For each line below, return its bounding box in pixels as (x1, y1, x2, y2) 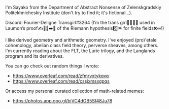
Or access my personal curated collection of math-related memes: (5, 88, 144, 94)
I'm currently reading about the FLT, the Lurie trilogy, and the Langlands (5, 48, 155, 54)
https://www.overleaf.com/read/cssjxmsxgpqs (12, 78, 110, 84)
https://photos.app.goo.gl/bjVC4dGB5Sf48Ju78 (12, 98, 113, 103)
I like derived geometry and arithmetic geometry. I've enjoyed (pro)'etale (5, 37, 157, 43)
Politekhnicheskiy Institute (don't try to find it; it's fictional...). (5, 10, 133, 16)
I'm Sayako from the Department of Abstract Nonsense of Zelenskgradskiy (5, 5, 161, 10)
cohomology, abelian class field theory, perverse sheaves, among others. (5, 43, 159, 48)
